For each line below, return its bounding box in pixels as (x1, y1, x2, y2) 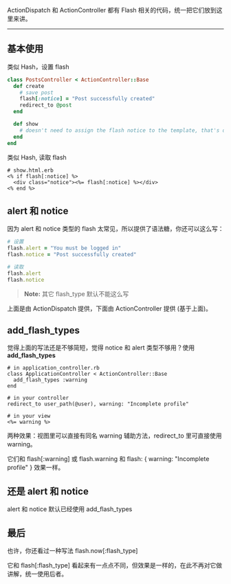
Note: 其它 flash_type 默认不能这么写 (23, 289, 129, 297)
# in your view (7, 413, 51, 420)
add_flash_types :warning (13, 377, 88, 383)
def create (13, 82, 45, 89)
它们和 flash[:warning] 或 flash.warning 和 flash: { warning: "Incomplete (7, 455, 210, 463)
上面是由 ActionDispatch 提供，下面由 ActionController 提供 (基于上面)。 (7, 304, 212, 313)
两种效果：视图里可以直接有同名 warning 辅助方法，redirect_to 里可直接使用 (7, 431, 222, 440)
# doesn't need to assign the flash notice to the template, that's (19, 126, 220, 134)
